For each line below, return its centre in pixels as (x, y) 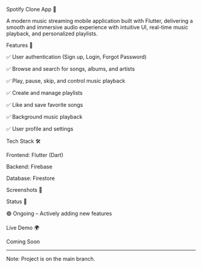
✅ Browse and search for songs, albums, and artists (71, 69)
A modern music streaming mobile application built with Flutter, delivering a (100, 21)
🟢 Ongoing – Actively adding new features (59, 213)
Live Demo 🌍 (23, 228)
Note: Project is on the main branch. (51, 259)
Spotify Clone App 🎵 (32, 9)
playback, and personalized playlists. (52, 34)
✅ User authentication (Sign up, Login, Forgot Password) (77, 57)
